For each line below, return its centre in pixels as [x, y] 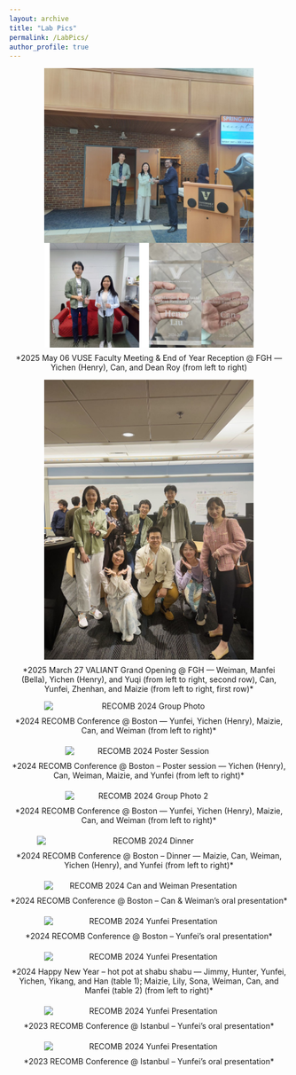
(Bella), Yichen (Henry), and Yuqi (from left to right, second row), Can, [149, 679]
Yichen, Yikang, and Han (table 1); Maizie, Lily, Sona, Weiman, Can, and [149, 981]
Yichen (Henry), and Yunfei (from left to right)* [149, 865]
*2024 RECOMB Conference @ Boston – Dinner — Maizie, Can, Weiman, [149, 855]
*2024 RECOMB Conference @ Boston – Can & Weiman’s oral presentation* [149, 900]
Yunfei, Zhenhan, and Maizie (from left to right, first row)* [149, 688]
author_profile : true [49, 47]
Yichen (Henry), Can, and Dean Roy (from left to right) [149, 367]
